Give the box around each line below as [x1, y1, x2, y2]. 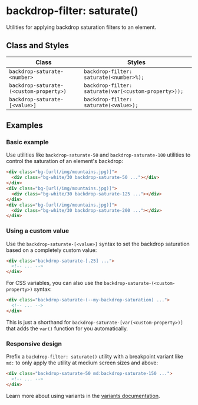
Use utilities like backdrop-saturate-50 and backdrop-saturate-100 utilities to [6, 151, 191, 158]
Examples [6, 121, 43, 131]
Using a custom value [6, 227, 70, 235]
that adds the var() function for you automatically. [6, 325, 128, 332]
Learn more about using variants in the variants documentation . [6, 392, 160, 399]
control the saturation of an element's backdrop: [6, 158, 124, 165]
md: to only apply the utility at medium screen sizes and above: [6, 359, 159, 366]
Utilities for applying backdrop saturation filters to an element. [6, 24, 157, 31]
